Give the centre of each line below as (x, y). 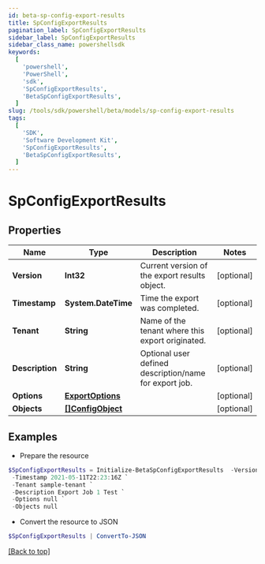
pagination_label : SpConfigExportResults (77, 30)
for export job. (166, 383)
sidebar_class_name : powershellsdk (67, 45)
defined (155, 364)
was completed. (170, 308)
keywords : (24, 52)
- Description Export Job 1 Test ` (68, 492)
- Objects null (35, 507)
